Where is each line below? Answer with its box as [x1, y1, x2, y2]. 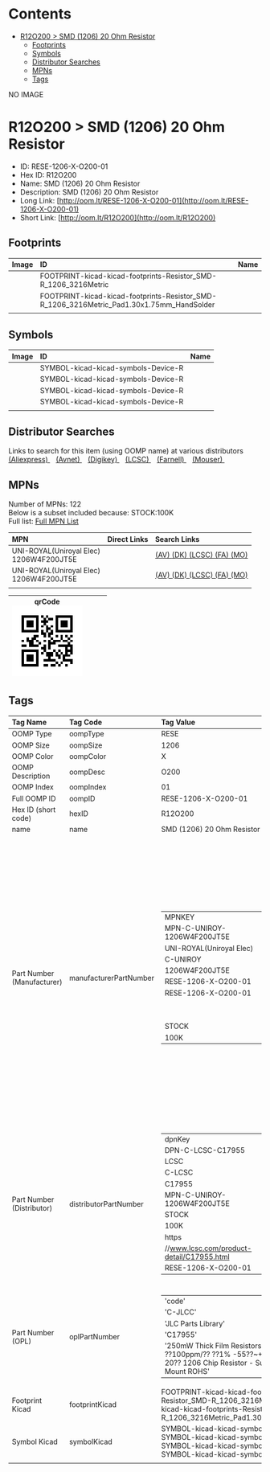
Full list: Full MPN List [8, 516, 79, 527]
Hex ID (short [11, 805, 56, 814]
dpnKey [164, 1134, 190, 1144]
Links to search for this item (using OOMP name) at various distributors [8, 446, 243, 456]
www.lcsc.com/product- [170, 1243, 252, 1253]
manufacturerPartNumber [69, 973, 155, 982]
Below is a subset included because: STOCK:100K [8, 508, 174, 518]
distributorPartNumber [69, 1199, 145, 1208]
